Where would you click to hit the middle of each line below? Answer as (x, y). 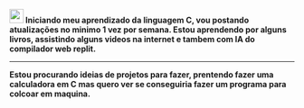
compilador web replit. (53, 49)
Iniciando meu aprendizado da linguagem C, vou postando (138, 20)
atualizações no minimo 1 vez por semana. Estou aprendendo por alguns (148, 30)
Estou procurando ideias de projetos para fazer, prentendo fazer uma (142, 75)
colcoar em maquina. (50, 94)
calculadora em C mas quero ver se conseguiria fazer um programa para (148, 84)
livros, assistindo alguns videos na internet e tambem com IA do (132, 39)
